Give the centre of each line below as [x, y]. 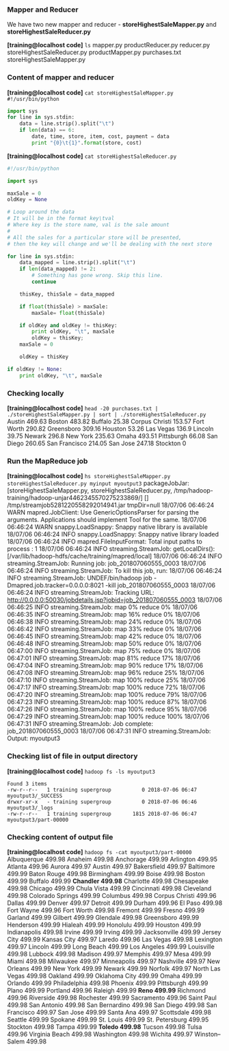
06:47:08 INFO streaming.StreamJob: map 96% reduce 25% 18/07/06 [106, 673]
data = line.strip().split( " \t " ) [67, 124]
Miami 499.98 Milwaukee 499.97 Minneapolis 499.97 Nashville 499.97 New [113, 961]
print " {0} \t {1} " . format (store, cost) [87, 143]
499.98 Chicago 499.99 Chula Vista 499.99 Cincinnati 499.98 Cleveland [109, 888]
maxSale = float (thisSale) [69, 313]
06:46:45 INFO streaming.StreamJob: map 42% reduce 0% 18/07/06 [104, 637]
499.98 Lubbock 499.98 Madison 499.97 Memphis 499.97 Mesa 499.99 [109, 954]
